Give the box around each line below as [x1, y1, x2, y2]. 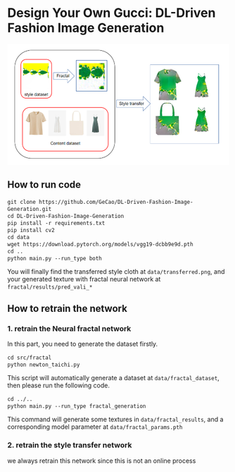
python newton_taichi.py [7, 361, 80, 368]
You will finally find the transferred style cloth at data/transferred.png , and [7, 267, 225, 276]
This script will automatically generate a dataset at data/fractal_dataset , [7, 374, 220, 382]
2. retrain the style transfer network [7, 440, 132, 450]
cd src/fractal [7, 354, 52, 361]
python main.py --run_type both [7, 255, 102, 262]
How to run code [7, 178, 82, 191]
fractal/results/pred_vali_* [7, 284, 93, 291]
